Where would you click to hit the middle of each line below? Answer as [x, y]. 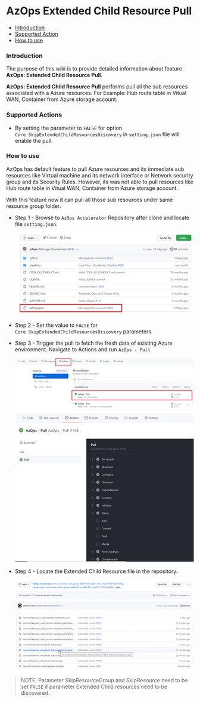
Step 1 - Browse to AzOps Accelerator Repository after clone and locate [102, 217]
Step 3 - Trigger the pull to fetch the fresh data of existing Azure [93, 343]
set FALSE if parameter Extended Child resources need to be [94, 686]
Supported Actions [34, 115]
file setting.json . [36, 224]
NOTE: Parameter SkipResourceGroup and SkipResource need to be [104, 680]
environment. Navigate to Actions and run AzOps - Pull [82, 349]
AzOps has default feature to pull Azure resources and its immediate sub [95, 169]
